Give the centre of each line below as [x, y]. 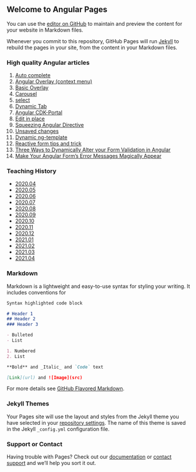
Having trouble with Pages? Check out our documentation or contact [89, 457]
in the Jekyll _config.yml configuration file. [58, 429]
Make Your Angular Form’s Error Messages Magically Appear [88, 156]
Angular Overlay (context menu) [54, 82]
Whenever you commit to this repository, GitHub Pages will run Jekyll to [93, 41]
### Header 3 [22, 324]
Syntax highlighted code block [45, 303]
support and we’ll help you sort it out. [51, 463]
